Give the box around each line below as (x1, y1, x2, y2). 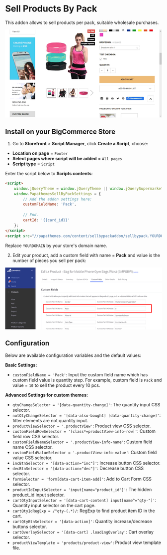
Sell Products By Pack (5, 3, 97, 14)
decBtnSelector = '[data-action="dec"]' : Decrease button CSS (12, 465, 144, 471)
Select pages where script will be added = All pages (12, 155, 123, 161)
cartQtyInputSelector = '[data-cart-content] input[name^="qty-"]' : (12, 497, 157, 503)
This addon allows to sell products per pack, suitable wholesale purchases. (5, 19, 159, 25)
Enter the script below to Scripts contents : (5, 170, 93, 176)
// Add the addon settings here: (23, 197, 92, 202)
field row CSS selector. (12, 433, 60, 439)
